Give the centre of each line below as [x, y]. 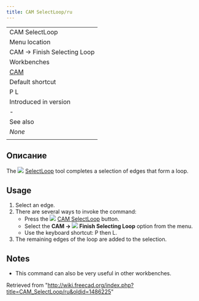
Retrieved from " [27, 285]
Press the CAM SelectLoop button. [72, 219]
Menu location [30, 42]
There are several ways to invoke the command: [76, 211]
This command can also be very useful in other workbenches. [93, 273]
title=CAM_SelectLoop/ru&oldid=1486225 [59, 292]
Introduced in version [40, 102]
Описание [27, 156]
